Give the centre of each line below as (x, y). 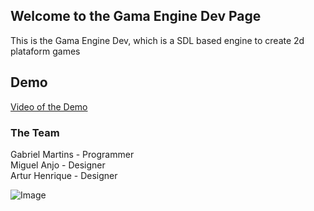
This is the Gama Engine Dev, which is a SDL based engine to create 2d (157, 40)
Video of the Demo (49, 106)
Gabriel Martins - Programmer (72, 154)
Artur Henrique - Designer (64, 175)
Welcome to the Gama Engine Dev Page (136, 16)
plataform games (45, 51)
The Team (35, 132)
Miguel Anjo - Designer (58, 165)
